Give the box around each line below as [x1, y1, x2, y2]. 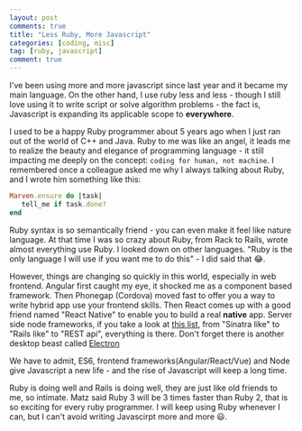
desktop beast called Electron [9, 337, 120, 348]
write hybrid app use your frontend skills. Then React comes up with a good [9, 299, 291, 310]
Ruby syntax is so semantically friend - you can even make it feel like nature [9, 225, 291, 235]
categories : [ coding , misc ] [9, 38, 115, 48]
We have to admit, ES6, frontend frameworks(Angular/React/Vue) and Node [9, 355, 290, 366]
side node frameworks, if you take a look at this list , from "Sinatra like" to [9, 318, 280, 329]
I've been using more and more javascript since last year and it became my [9, 80, 288, 90]
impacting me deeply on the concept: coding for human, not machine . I [9, 155, 274, 165]
